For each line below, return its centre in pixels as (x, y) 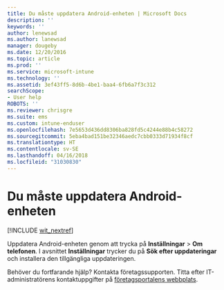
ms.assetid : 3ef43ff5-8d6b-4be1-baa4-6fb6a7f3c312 (82, 85)
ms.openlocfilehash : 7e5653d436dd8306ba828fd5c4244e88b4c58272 (100, 130)
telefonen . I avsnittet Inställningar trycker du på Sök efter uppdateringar (112, 251)
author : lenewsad (32, 33)
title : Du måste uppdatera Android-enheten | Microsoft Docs (97, 14)
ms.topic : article (34, 59)
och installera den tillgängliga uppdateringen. (72, 258)
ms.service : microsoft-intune (51, 71)
